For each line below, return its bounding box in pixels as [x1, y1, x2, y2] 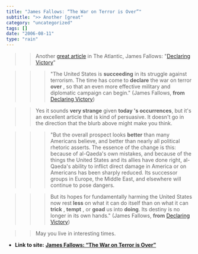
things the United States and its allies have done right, [50, 157, 182, 163]
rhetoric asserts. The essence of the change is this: [50, 144, 176, 151]
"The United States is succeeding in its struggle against [50, 71, 187, 77]
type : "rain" [6, 36, 39, 42]
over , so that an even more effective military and [50, 83, 171, 90]
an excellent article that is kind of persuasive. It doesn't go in [35, 113, 184, 120]
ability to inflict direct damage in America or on [72, 163, 187, 170]
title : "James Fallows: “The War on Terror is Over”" [6, 8, 142, 15]
